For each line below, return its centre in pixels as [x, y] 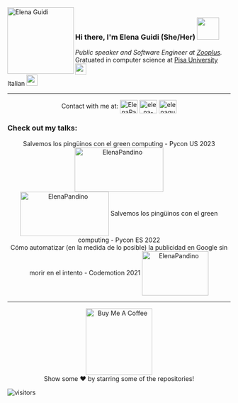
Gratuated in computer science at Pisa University [147, 60]
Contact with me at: [90, 106]
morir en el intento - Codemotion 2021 [85, 272]
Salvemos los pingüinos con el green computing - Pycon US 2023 [119, 143]
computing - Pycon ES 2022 [119, 240]
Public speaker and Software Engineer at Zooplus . [149, 53]
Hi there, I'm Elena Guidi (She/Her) [136, 37]
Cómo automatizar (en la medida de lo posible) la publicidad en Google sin [119, 247]
